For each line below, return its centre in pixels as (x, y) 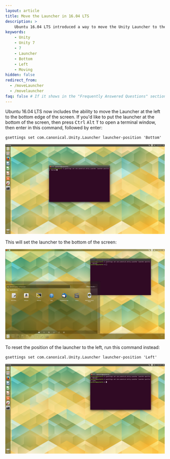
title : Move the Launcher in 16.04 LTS (47, 16)
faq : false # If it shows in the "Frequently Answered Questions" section (86, 96)
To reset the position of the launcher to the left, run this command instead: (83, 347)
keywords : (16, 32)
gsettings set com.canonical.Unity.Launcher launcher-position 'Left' (81, 357)
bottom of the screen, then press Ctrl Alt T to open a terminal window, (81, 122)
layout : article (22, 11)
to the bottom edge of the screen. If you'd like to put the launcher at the (80, 117)
